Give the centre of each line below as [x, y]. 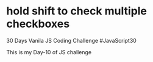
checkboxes [38, 24]
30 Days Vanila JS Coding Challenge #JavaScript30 [72, 40]
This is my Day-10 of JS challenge [49, 52]
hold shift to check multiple [77, 11]
